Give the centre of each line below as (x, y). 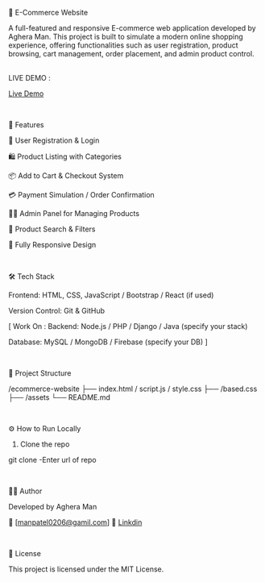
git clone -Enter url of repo (52, 460)
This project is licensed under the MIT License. (86, 569)
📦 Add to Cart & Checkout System (66, 176)
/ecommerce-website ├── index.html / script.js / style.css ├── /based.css (133, 389)
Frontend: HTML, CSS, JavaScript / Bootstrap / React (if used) (111, 295)
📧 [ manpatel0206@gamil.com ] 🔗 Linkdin (75, 522)
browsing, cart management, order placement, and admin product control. (132, 54)
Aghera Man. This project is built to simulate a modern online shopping (126, 37)
